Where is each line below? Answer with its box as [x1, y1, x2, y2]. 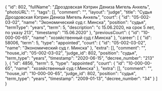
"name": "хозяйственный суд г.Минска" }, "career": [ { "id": [31, 35, 152, 40]
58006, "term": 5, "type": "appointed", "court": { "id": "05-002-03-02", [5, 40, 147, 45]
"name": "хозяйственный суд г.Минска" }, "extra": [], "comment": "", [14, 65, 153, 71]
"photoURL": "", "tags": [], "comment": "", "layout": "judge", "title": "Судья [5, 9, 152, 15]
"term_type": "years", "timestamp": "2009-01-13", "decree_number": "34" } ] [5, 76, 158, 81]
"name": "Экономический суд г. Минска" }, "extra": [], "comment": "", [5, 45, 147, 51]
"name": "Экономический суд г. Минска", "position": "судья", [21, 19, 147, 25]
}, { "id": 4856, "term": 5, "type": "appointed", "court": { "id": [5, 60, 126, 66]
